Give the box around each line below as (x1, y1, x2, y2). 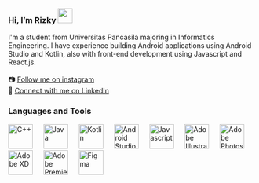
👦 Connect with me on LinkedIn (8, 86, 110, 96)
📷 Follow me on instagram (8, 75, 95, 84)
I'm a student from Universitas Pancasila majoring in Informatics (8, 32, 215, 42)
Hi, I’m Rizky (8, 14, 57, 25)
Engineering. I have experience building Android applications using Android (8, 41, 252, 50)
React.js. (8, 57, 37, 67)
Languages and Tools (8, 106, 92, 117)
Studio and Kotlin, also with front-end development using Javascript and (8, 49, 242, 59)
